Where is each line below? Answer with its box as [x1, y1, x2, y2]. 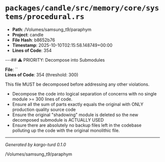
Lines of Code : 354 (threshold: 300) [5, 71, 79, 77]
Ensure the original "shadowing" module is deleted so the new [12, 112, 138, 118]
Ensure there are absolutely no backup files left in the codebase [12, 122, 141, 128]
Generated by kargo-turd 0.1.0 [5, 141, 66, 147]
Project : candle [12, 32, 44, 37]
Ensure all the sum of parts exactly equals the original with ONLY [12, 101, 144, 107]
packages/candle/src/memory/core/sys [5, 3, 160, 13]
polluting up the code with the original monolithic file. [12, 127, 120, 133]
